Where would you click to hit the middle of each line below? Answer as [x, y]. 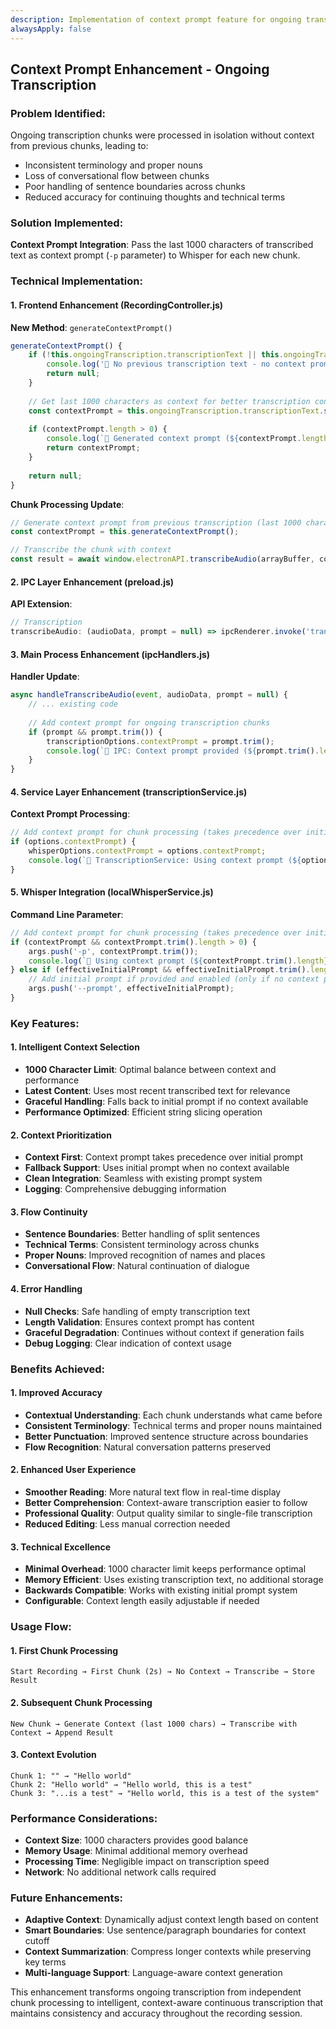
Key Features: [45, 1023]
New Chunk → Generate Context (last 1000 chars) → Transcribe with [154, 1724]
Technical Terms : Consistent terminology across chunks [142, 1245]
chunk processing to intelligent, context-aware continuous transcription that [167, 2003]
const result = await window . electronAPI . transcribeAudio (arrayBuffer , [162, 559]
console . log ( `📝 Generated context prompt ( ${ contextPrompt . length [187, 439]
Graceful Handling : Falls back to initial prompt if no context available [166, 1102]
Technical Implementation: [76, 281]
